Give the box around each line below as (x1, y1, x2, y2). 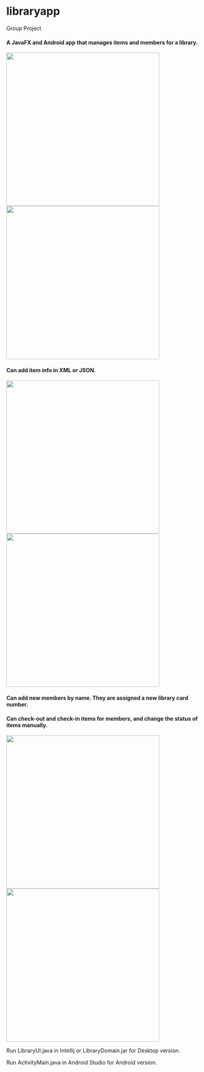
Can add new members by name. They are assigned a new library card (6, 694, 189, 702)
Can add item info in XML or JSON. (6, 366, 97, 373)
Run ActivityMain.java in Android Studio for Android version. (6, 1059, 158, 1066)
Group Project (6, 25, 42, 32)
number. (6, 700, 29, 708)
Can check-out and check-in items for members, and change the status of (6, 714, 199, 722)
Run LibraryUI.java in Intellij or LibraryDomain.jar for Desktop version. (6, 1047, 180, 1054)
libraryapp (6, 4, 60, 18)
